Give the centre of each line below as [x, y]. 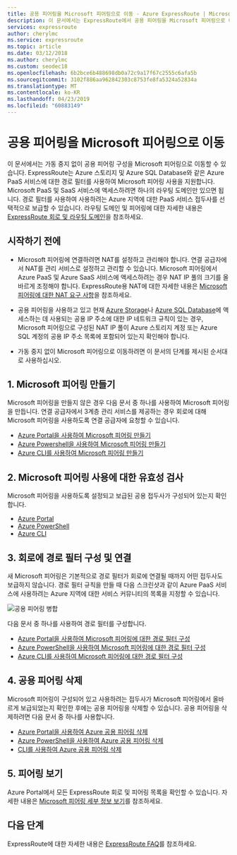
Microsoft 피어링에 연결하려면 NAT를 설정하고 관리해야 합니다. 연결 [110, 259]
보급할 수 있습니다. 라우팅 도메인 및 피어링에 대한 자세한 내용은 [117, 208]
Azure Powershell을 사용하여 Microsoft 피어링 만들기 [91, 444]
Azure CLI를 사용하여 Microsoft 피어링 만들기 [80, 453]
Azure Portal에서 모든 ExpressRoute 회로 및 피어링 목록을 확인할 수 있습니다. [114, 792]
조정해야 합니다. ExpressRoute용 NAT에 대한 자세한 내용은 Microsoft [132, 286]
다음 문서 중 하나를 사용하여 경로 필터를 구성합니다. [77, 624]
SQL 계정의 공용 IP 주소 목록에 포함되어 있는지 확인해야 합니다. [103, 336]
